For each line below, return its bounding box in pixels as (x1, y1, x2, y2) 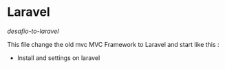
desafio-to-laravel (7, 27, 59, 35)
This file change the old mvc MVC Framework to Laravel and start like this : (7, 40, 219, 48)
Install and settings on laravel (17, 53, 100, 62)
